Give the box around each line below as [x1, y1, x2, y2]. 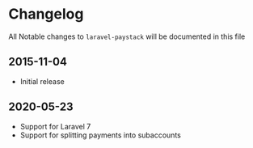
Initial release [19, 76, 65, 86]
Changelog [8, 5, 84, 23]
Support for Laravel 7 [19, 121, 91, 131]
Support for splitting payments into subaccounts [19, 130, 182, 140]
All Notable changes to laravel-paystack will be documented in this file [8, 32, 246, 41]
